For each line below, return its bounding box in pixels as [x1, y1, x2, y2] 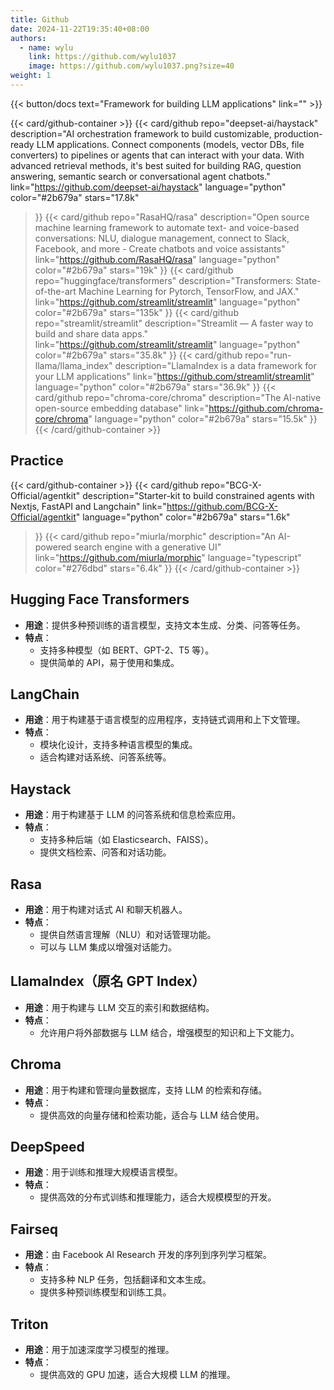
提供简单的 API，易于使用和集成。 [39, 656, 180, 668]
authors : [10, 33, 47, 43]
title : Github [10, 14, 70, 25]
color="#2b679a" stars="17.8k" [10, 191, 140, 203]
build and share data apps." [34, 327, 148, 340]
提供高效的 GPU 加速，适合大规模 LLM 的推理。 [39, 1369, 236, 1380]
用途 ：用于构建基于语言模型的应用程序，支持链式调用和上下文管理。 [24, 714, 306, 726]
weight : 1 [10, 71, 52, 81]
